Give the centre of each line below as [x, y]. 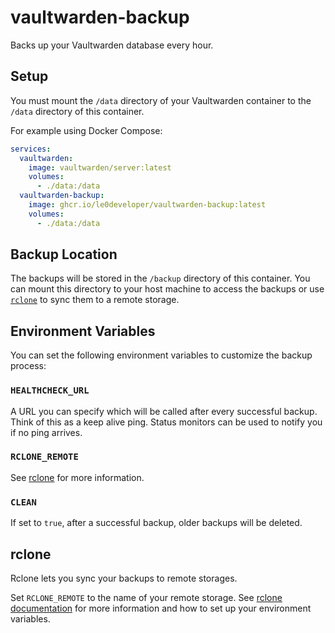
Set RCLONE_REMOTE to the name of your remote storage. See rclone [146, 597]
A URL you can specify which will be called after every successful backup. [164, 411]
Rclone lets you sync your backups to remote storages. [124, 578]
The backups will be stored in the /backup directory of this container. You [160, 278]
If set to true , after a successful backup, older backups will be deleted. [156, 523]
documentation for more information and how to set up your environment [161, 608]
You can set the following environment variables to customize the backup [161, 355]
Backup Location [64, 254]
